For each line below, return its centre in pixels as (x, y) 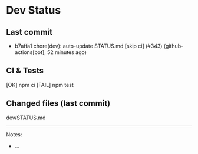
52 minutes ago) (67, 52)
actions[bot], (30, 52)
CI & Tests (25, 71)
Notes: (14, 134)
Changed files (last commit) (58, 103)
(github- (174, 46)
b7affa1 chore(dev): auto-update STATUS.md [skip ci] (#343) (88, 46)
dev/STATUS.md (26, 118)
